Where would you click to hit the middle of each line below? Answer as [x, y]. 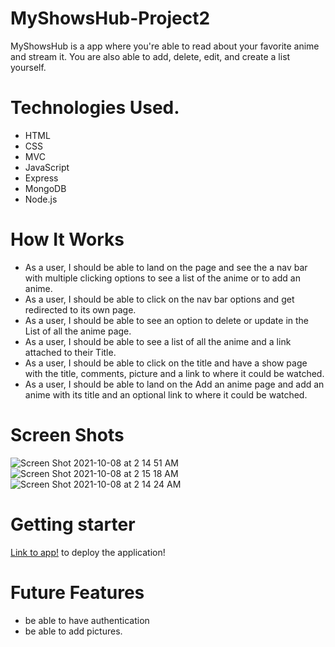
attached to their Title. [70, 352]
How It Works [67, 239]
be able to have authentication [87, 620]
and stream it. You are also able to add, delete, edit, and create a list [150, 56]
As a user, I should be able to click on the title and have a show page [166, 363]
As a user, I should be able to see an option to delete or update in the [167, 320]
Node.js [41, 199]
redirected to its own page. [80, 309]
